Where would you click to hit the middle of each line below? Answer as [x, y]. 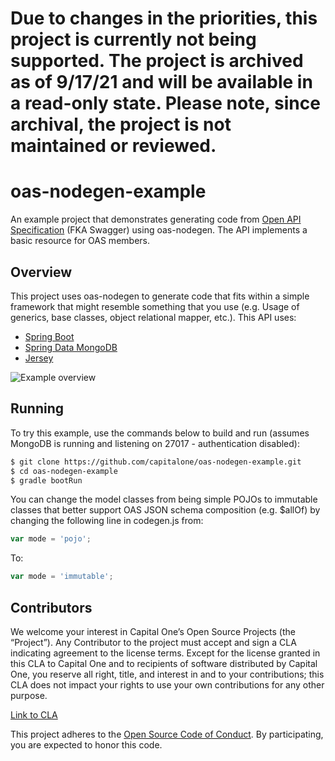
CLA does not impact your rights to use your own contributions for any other [167, 684]
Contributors [51, 607]
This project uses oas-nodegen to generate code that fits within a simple [160, 296]
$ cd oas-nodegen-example [64, 471]
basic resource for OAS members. [80, 241]
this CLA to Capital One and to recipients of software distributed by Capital [164, 663]
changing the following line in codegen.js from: [107, 521]
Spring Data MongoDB [71, 347]
